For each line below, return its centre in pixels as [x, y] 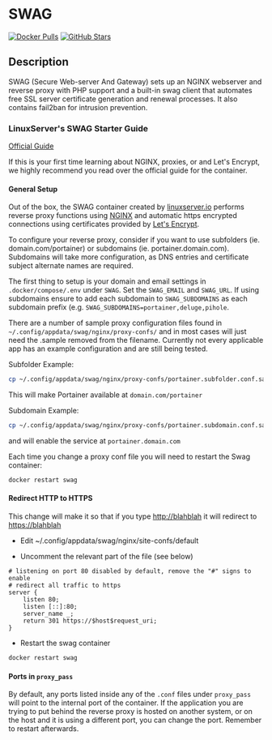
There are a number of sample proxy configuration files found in [115, 323]
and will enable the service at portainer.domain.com [94, 441]
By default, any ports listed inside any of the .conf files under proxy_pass [130, 695]
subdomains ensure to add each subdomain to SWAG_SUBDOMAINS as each [128, 299]
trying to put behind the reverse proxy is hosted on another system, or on [131, 712]
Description [38, 62]
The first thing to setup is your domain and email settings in [107, 281]
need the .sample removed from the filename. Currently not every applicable [136, 340]
